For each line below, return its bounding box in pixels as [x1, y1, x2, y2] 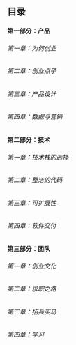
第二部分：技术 [7, 136, 50, 144]
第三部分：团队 [7, 245, 50, 253]
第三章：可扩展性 [7, 199, 56, 207]
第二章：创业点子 [7, 67, 56, 75]
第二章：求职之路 [7, 284, 56, 293]
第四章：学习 [7, 330, 44, 339]
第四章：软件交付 [7, 222, 56, 230]
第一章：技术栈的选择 [7, 153, 68, 161]
